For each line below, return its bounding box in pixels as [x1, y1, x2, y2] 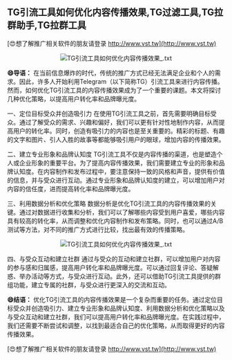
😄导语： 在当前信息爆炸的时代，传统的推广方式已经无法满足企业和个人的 [7, 69, 215, 77]
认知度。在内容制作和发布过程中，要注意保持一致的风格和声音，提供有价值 [12, 167, 225, 175]
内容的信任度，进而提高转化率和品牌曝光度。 [7, 184, 135, 192]
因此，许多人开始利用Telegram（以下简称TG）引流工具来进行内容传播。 [19, 77, 224, 85]
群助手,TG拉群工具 [7, 19, 87, 31]
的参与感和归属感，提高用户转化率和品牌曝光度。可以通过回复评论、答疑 [7, 263, 213, 271]
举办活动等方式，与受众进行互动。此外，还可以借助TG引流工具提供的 [19, 272, 215, 280]
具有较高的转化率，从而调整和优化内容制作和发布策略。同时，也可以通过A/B [7, 217, 224, 225]
